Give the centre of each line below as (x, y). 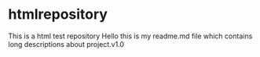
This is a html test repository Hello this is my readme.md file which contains (130, 36)
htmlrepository (58, 14)
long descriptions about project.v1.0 (66, 44)
